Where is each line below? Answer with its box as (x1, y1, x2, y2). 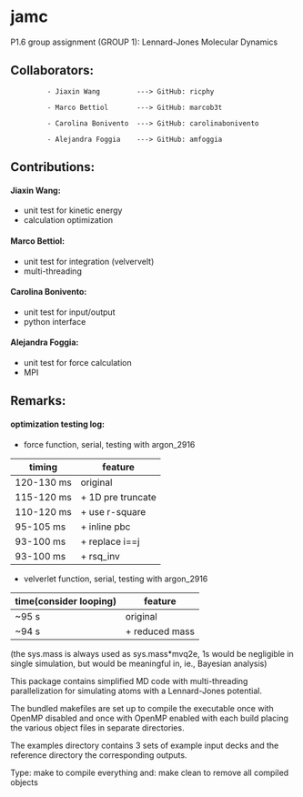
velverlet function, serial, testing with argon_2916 (23, 573, 208, 584)
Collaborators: (10, 63, 95, 78)
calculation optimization (23, 215, 114, 226)
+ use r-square (80, 505, 146, 518)
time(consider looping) (15, 594, 117, 607)
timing (29, 460, 58, 473)
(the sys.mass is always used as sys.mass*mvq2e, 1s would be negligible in (10, 648, 294, 659)
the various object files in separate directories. (10, 721, 185, 733)
